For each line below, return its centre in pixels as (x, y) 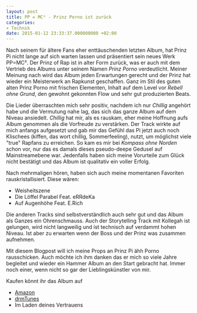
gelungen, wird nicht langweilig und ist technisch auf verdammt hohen (91, 227)
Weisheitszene (32, 191)
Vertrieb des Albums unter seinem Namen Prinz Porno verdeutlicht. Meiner (97, 69)
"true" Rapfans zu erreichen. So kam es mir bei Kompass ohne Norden (92, 143)
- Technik (18, 28)
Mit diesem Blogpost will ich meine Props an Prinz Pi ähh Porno (83, 251)
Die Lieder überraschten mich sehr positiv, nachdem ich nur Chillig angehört (98, 105)
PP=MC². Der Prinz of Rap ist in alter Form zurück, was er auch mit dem (93, 63)
